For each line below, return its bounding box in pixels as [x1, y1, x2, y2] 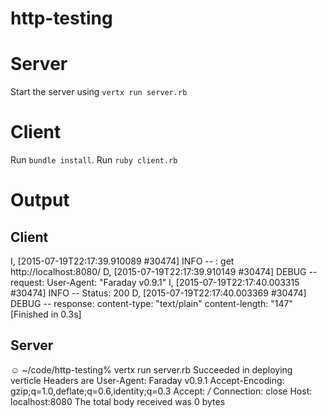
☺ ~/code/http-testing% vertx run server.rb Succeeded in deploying [10, 363, 293, 376]
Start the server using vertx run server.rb [10, 86, 188, 98]
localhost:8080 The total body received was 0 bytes [10, 395, 226, 407]
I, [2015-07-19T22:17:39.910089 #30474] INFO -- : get [10, 255, 235, 267]
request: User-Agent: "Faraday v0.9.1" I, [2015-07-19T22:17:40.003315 [10, 277, 300, 289]
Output [10, 189, 70, 212]
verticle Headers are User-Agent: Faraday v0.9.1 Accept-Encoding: [10, 374, 285, 386]
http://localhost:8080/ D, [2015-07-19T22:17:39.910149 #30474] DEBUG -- [10, 266, 318, 278]
